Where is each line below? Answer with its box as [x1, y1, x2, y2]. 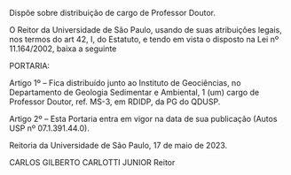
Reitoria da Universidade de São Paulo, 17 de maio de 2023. [9, 141, 228, 150]
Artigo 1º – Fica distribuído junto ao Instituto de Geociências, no [9, 78, 241, 87]
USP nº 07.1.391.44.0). [9, 123, 90, 133]
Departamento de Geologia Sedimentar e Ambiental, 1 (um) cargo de [9, 87, 260, 97]
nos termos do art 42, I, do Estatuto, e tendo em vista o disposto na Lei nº [9, 34, 279, 44]
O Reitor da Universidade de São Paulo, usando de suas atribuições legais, [9, 25, 282, 34]
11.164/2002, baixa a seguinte [9, 43, 117, 54]
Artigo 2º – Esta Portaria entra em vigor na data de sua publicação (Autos [9, 114, 278, 124]
